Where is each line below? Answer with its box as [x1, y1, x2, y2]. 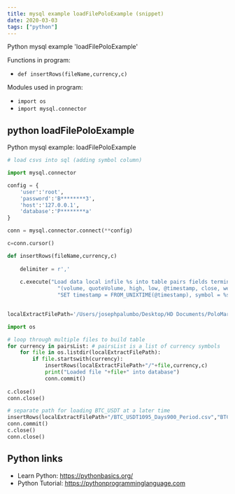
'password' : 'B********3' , [20, 195, 96, 202]
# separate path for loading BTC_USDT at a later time [7, 407, 171, 414]
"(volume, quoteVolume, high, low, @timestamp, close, [57, 285, 220, 292]
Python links [7, 453, 63, 465]
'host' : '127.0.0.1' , [20, 201, 80, 209]
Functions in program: [7, 56, 71, 64]
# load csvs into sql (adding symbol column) [7, 157, 142, 164]
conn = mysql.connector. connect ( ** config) [7, 227, 133, 235]
